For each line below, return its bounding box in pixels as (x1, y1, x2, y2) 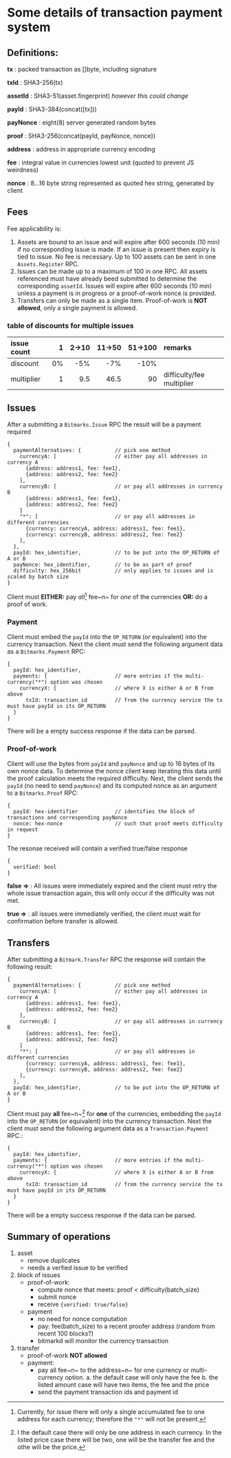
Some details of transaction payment (7, 5, 223, 21)
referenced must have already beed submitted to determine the (16, 274, 197, 283)
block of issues (16, 1271, 60, 1279)
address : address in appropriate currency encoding (7, 145, 156, 153)
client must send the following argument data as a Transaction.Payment (7, 1124, 209, 1133)
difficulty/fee (164, 370, 205, 380)
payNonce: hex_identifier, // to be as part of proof (13, 561, 192, 568)
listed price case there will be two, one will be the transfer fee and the (16, 1436, 215, 1444)
